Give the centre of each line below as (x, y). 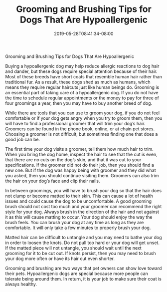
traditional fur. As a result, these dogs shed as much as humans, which (78, 82)
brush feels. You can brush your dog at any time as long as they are (75, 222)
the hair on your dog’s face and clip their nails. (53, 181)
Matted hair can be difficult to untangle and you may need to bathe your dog (83, 237)
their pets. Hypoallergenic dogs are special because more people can (77, 274)
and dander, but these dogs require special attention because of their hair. (81, 71)
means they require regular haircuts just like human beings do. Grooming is (82, 87)
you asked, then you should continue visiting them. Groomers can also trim (82, 175)
